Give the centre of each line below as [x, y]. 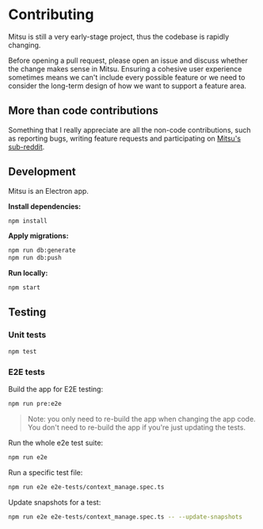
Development [42, 172]
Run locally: [28, 273]
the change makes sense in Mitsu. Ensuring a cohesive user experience [125, 68]
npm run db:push [35, 258]
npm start [25, 288]
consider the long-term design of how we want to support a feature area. [128, 86]
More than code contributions [83, 111]
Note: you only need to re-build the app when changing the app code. [141, 419]
